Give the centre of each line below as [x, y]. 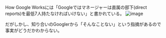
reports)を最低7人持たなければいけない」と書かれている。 [65, 13]
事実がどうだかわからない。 [34, 30]
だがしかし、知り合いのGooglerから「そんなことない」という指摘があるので [83, 24]
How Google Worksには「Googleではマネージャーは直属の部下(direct [76, 7]
